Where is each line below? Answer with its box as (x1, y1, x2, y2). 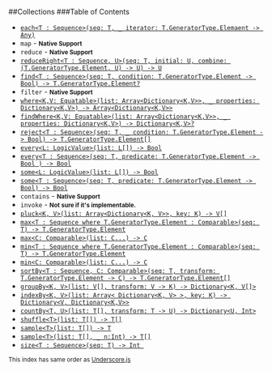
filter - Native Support (19, 87, 93, 96)
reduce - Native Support (19, 47, 93, 56)
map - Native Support (19, 38, 83, 48)
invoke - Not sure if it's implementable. (19, 200, 136, 209)
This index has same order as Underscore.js (8, 356, 131, 364)
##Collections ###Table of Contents (8, 7, 130, 16)
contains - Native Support (19, 191, 100, 201)
